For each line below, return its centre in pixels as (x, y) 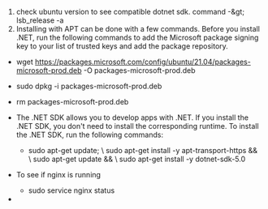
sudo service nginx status (71, 190)
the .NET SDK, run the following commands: (90, 134)
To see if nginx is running (58, 175)
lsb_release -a (40, 20)
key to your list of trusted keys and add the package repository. (122, 46)
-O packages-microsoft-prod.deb (139, 70)
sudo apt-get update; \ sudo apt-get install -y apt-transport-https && (143, 150)
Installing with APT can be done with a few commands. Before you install (138, 29)
